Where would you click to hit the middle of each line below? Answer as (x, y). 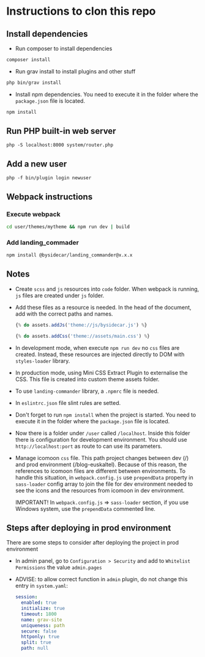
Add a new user (37, 164)
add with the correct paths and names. (64, 314)
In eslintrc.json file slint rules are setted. (68, 403)
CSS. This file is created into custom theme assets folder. (87, 379)
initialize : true (43, 609)
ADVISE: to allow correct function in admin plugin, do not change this (101, 579)
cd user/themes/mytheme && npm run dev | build (68, 227)
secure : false (39, 631)
